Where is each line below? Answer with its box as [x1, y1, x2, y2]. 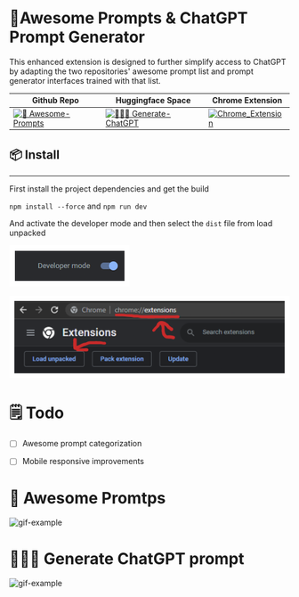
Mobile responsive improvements [21, 456, 145, 467]
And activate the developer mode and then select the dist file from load [9, 218, 273, 228]
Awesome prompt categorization [21, 438, 142, 449]
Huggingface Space [115, 95, 191, 106]
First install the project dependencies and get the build [9, 184, 209, 194]
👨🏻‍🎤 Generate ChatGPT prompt [9, 548, 245, 568]
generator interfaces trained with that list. [9, 75, 162, 86]
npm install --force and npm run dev [9, 200, 148, 211]
